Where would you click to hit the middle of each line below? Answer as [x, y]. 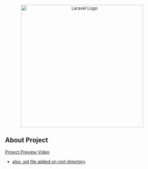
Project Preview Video [27, 152]
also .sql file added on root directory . [49, 161]
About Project [27, 140]
